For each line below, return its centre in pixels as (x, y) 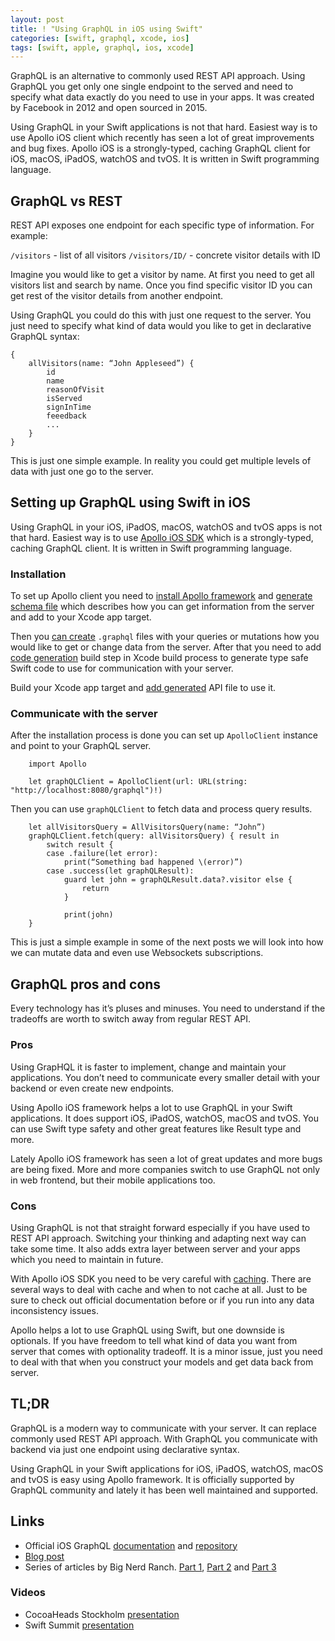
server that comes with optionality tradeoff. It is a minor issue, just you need (166, 1351)
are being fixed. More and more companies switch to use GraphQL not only (165, 1169)
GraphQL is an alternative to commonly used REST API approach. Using (158, 76)
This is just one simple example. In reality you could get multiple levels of (161, 461)
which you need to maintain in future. (87, 1259)
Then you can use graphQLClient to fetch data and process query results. (161, 809)
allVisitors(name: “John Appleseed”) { (111, 364)
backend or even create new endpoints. (92, 1088)
